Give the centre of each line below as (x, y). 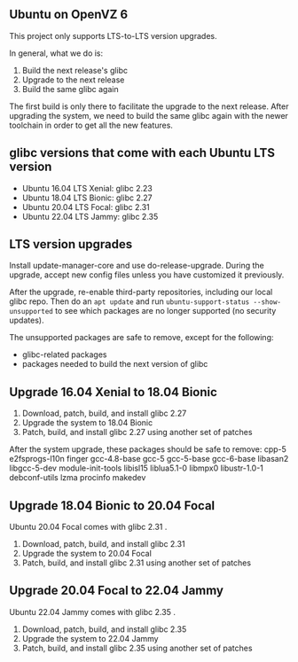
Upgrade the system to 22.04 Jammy (90, 638)
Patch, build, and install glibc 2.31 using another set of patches (136, 563)
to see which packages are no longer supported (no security (165, 311)
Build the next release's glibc (75, 70)
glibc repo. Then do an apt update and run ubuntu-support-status (129, 301)
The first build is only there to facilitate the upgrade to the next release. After (149, 106)
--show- (267, 302)
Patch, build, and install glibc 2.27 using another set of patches (137, 432)
